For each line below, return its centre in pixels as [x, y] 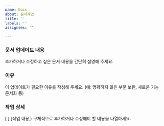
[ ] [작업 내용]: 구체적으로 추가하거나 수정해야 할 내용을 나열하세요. [68, 119]
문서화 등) [14, 93]
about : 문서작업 [20, 14]
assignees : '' [20, 28]
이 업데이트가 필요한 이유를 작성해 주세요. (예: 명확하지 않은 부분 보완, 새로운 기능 [82, 87]
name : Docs [16, 10]
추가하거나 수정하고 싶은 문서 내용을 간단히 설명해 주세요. [59, 62]
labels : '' [16, 23]
